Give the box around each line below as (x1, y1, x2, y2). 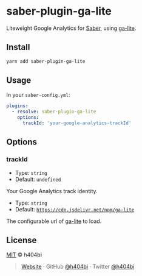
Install (6, 42, 30, 52)
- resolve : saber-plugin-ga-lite (12, 108, 96, 115)
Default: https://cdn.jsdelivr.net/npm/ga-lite (15, 205, 135, 213)
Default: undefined (15, 175, 61, 183)
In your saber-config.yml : (6, 91, 71, 99)
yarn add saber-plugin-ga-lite (6, 58, 86, 65)
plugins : (6, 103, 29, 109)
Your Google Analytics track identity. (6, 187, 98, 194)
